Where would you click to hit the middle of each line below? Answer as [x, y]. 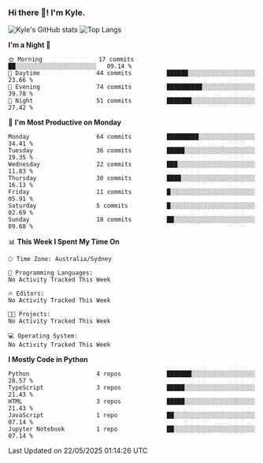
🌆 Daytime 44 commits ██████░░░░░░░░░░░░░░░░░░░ [132, 73]
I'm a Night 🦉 [30, 45]
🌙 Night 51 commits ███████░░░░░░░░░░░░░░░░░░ [132, 101]
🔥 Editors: [26, 294]
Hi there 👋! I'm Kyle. [47, 13]
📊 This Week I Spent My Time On [64, 242]
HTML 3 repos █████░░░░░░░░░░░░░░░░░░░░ [132, 401]
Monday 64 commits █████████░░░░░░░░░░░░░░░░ [132, 137]
